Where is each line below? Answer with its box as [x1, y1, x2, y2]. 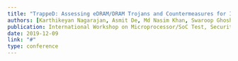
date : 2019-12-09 [7, 29, 59, 37]
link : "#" [7, 36, 37, 43]
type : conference [7, 43, 59, 50]
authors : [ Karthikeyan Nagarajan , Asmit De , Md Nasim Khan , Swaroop [7, 17, 214, 24]
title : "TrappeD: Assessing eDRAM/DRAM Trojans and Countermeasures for [7, 10, 227, 18]
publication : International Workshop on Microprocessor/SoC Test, [7, 23, 208, 30]
